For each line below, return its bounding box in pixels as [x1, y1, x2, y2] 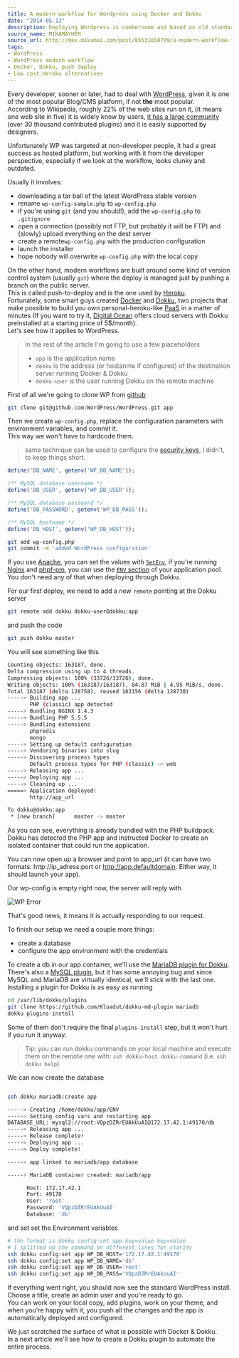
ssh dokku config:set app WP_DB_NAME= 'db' [7, 1257, 135, 1264]
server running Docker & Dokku [35, 369, 128, 377]
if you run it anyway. [7, 1030, 67, 1039]
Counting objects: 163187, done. [7, 661, 107, 668]
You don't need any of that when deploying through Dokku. [7, 573, 181, 581]
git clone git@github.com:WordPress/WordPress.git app [7, 404, 174, 411]
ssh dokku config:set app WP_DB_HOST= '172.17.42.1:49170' [7, 1251, 183, 1258]
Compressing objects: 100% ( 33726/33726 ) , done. [7, 674, 154, 682]
